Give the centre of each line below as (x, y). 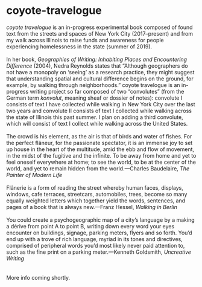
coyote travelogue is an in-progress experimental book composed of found (99, 27)
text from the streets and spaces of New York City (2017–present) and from (100, 33)
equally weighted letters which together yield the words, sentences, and (96, 201)
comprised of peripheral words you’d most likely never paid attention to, (96, 245)
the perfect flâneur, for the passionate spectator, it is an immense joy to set (99, 143)
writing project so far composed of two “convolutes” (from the (107, 91)
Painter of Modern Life (34, 175)
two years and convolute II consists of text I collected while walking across (99, 111)
